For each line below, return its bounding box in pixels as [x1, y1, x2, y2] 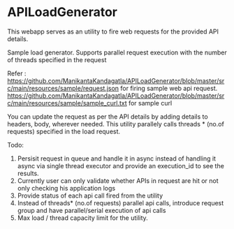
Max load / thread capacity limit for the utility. [17, 214, 148, 222]
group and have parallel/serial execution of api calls [17, 206, 166, 214]
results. [17, 169, 40, 177]
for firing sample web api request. [120, 84, 218, 92]
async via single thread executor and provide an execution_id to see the [17, 161, 225, 170]
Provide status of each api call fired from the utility [17, 191, 163, 200]
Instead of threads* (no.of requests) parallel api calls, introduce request [17, 198, 224, 207]
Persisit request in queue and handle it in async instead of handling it [17, 154, 217, 163]
